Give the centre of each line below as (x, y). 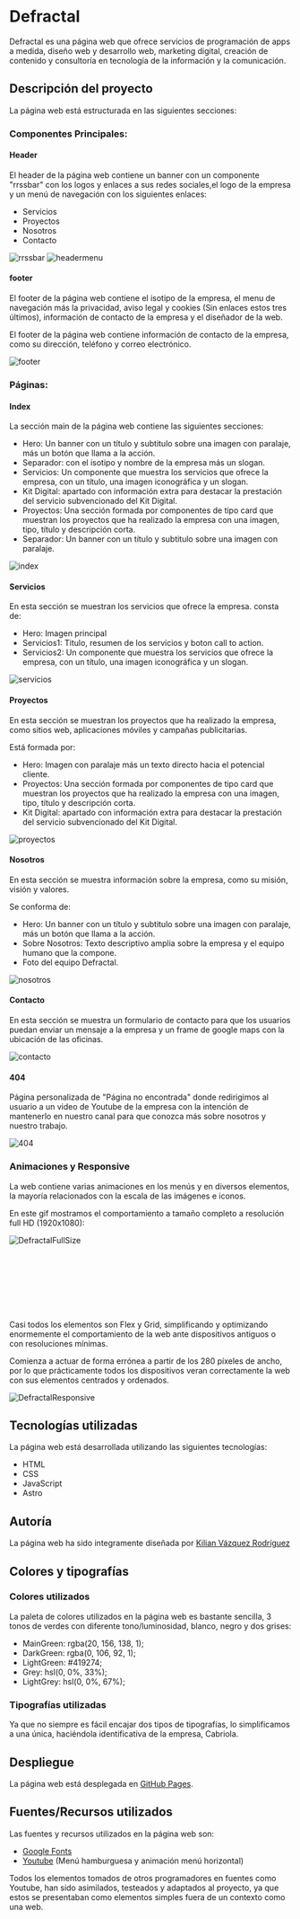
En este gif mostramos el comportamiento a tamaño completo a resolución (147, 1213)
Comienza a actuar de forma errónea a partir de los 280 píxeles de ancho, (146, 1361)
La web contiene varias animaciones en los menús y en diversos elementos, (150, 1186)
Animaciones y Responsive (69, 1167)
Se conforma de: (40, 906)
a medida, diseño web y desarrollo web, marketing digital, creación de (139, 50)
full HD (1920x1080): (47, 1223)
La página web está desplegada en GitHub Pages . (102, 1783)
